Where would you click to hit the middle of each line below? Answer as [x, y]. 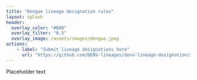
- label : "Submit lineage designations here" [73, 50]
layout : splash [25, 17]
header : [16, 22]
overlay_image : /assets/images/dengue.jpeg [65, 39]
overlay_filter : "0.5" [39, 33]
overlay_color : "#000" [39, 28]
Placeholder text [26, 71]
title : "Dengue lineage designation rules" [60, 11]
